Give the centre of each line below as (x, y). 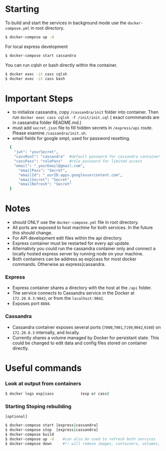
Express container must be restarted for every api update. (71, 244)
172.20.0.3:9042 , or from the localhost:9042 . (58, 298)
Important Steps (39, 99)
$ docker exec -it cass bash (35, 79)
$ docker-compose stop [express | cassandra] (52, 430)
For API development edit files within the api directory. (67, 238)
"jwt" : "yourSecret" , (36, 152)
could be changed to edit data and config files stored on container (80, 343)
